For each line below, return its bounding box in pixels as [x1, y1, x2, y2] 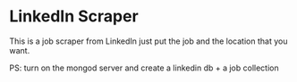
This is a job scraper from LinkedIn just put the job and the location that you [9, 36, 288, 46]
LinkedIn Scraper [9, 6, 139, 27]
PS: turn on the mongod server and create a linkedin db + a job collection [9, 62, 279, 73]
